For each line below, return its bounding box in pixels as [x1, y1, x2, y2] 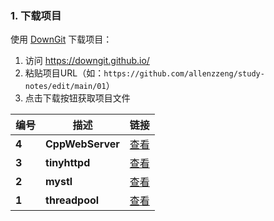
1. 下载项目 [10, 8, 62, 22]
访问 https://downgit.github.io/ [24, 55, 150, 67]
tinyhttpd [45, 156, 91, 170]
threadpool [45, 193, 100, 207]
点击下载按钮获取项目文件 [24, 92, 131, 104]
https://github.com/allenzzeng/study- [103, 69, 265, 79]
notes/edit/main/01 [24, 82, 107, 92]
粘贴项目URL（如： [24, 67, 105, 79]
